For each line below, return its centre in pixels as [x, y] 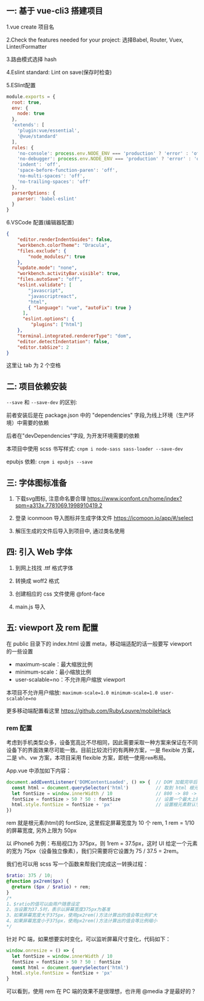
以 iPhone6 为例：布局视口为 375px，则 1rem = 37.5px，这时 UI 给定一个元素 [102, 844]
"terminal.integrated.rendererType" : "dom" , [74, 336]
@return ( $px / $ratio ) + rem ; [51, 887]
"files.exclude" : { [42, 251]
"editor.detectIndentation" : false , [64, 341]
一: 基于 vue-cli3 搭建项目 [55, 11]
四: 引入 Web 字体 [39, 552]
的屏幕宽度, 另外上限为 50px [42, 830]
